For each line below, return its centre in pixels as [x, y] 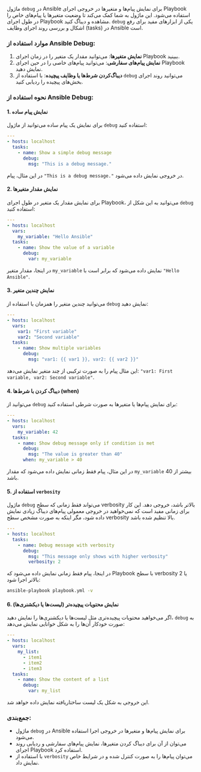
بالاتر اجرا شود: [24, 580]
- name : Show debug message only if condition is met [86, 443]
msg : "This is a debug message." [70, 164]
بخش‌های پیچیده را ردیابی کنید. [49, 82]
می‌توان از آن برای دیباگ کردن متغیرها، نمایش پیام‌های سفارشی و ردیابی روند [101, 744]
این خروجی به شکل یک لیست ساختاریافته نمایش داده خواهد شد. [78, 702]
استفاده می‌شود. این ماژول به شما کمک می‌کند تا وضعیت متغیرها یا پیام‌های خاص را [99, 15]
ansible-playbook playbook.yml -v [50, 591]
